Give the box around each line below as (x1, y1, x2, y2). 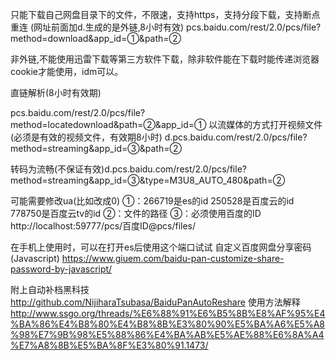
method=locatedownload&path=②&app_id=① (10, 119, 207, 130)
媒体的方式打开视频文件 (226, 119, 323, 130)
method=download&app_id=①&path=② (10, 33, 182, 44)
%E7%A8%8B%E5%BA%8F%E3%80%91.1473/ (10, 339, 209, 351)
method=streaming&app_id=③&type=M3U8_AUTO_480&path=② (10, 174, 286, 186)
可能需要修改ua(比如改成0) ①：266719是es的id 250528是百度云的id (10, 195, 295, 207)
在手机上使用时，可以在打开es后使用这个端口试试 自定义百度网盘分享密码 (10, 241, 312, 253)
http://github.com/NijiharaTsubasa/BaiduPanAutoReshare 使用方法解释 (10, 296, 301, 308)
